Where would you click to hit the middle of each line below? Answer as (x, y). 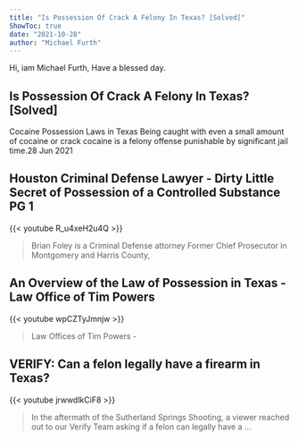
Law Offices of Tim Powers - (83, 335)
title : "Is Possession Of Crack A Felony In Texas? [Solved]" (127, 17)
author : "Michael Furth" (55, 42)
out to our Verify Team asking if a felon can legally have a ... (141, 427)
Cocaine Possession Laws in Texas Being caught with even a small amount (147, 131)
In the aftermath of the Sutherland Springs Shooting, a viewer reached (160, 417)
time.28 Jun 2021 (41, 151)
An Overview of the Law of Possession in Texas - (148, 283)
